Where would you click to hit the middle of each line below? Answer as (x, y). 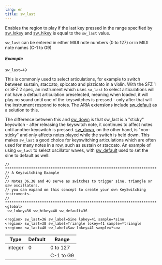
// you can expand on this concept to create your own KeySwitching (75, 190)
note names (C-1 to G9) (28, 47)
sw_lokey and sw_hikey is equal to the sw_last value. (58, 33)
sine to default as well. (27, 156)
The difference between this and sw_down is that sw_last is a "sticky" (74, 120)
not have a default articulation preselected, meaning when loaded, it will (77, 94)
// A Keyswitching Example (32, 173)
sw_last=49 (16, 70)
